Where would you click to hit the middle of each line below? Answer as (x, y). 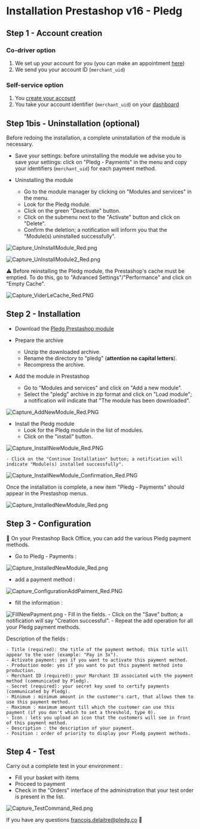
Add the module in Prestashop (52, 376)
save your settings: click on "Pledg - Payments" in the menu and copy (101, 162)
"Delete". (35, 223)
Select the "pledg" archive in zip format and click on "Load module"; (108, 394)
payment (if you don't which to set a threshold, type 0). (81, 712)
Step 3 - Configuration (49, 524)
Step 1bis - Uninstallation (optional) (73, 123)
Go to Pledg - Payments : (46, 556)
